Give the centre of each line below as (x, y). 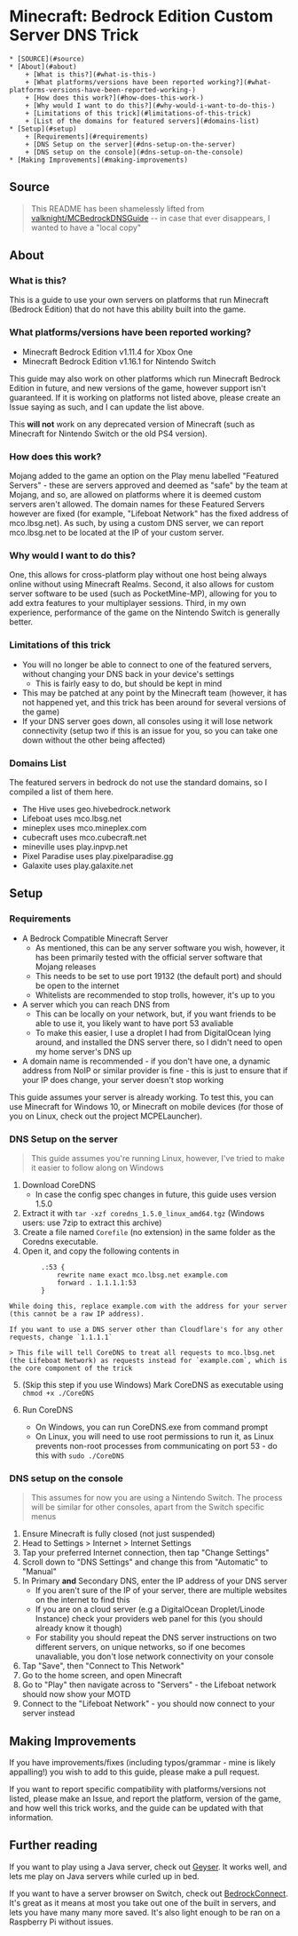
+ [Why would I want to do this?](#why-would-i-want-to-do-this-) (150, 105)
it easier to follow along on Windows (97, 1167)
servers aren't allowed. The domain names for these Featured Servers (137, 505)
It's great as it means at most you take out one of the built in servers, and (143, 1902)
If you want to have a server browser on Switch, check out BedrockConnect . (149, 1893)
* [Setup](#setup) (43, 129)
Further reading (53, 1845)
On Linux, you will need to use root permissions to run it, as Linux (154, 1436)
